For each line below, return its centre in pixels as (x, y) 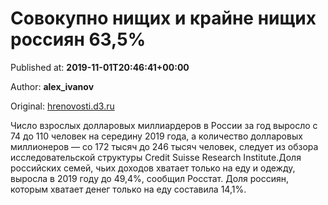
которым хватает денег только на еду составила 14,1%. (128, 189)
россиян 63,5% (78, 39)
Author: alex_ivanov (52, 86)
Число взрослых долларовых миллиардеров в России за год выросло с (164, 125)
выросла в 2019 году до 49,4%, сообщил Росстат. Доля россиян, (150, 178)
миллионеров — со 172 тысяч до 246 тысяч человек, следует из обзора (164, 146)
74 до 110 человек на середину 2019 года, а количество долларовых (156, 136)
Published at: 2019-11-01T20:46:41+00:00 (100, 67)
